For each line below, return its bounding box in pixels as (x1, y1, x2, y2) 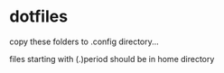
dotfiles (9, 6, 69, 27)
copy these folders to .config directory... (9, 36, 160, 47)
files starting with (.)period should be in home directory (9, 53, 215, 64)
